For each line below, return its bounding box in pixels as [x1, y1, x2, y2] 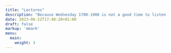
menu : [5, 31, 17, 36]
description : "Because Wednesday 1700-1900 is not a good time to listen [5, 12, 166, 17]
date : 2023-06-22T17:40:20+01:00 [5, 17, 77, 22]
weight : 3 [14, 40, 36, 45]
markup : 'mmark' [5, 26, 40, 31]
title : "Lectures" [5, 7, 45, 13]
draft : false [5, 21, 33, 27]
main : [10, 36, 22, 41]
